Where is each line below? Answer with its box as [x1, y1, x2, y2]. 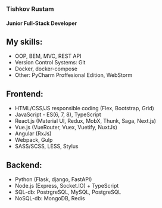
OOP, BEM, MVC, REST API [14, 52, 82, 60]
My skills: [6, 36, 43, 46]
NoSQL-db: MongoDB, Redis [14, 194, 85, 201]
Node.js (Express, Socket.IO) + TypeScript [14, 182, 119, 189]
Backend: [6, 160, 42, 170]
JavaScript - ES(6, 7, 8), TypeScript [14, 111, 101, 118]
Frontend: [6, 89, 43, 99]
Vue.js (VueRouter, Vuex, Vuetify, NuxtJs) [14, 124, 117, 131]
